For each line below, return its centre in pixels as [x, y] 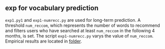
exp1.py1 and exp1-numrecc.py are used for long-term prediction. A [73, 20]
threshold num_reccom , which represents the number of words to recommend [83, 25]
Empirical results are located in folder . [44, 41]
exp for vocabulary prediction [52, 8]
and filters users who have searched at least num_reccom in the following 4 [80, 30]
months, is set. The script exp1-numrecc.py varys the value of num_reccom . [79, 36]
